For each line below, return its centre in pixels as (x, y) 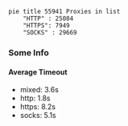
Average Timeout (38, 71)
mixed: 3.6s (39, 90)
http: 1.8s (35, 98)
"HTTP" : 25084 (48, 18)
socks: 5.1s (38, 116)
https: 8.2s (38, 107)
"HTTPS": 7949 (46, 26)
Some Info (29, 52)
